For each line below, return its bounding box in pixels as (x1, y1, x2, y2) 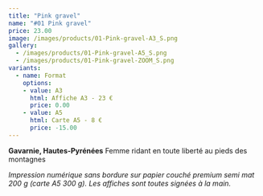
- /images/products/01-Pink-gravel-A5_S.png (15, 49, 167, 57)
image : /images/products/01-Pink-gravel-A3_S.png (8, 34, 179, 43)
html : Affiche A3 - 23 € (29, 94, 113, 102)
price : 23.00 (8, 27, 52, 35)
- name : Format (15, 71, 67, 80)
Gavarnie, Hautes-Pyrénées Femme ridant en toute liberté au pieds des (8, 145, 248, 155)
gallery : (8, 42, 38, 50)
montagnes (8, 154, 46, 164)
